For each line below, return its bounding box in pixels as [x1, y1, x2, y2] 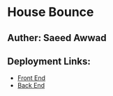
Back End [17, 81, 45, 90]
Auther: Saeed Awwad [7, 32, 107, 44]
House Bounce [7, 4, 94, 20]
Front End [17, 74, 46, 82]
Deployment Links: [7, 55, 91, 67]
